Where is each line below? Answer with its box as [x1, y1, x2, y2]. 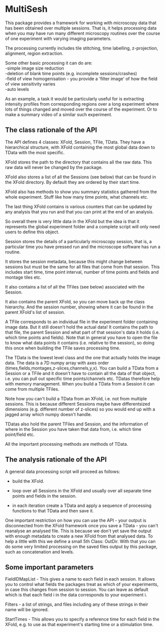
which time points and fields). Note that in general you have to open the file [5, 335, 158, 340]
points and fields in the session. [12, 493, 77, 499]
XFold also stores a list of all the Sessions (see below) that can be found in [5, 174, 156, 180]
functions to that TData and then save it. [12, 507, 94, 513]
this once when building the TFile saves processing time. [5, 345, 121, 351]
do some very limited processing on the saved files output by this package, [5, 544, 158, 549]
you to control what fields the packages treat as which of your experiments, [5, 582, 159, 588]
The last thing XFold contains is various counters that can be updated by [5, 204, 153, 210]
